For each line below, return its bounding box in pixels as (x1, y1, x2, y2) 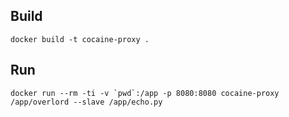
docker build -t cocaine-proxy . (10, 34, 150, 44)
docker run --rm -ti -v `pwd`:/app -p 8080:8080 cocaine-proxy (10, 88, 280, 98)
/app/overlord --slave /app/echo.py (10, 97, 163, 107)
